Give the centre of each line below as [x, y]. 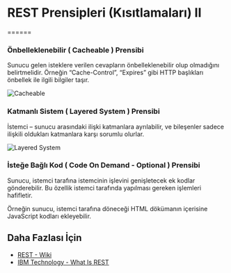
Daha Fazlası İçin [45, 238]
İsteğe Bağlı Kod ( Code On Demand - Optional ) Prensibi [104, 165]
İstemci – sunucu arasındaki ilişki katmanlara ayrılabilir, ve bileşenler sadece [116, 126]
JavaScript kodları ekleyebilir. [49, 216]
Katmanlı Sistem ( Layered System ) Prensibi [83, 111]
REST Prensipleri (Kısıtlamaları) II [104, 13]
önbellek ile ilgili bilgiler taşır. [48, 80]
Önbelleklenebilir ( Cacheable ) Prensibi [75, 50]
